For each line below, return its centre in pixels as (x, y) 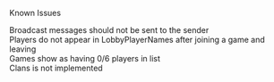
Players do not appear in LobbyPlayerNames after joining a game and (137, 40)
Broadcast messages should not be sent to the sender (109, 30)
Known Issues (35, 13)
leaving (23, 49)
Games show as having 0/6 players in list (85, 58)
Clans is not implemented (56, 68)
